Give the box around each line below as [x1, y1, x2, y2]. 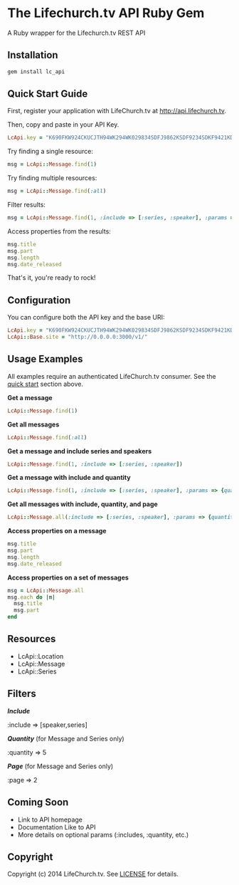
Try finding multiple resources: [7, 174, 97, 182]
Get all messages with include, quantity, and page [7, 500, 158, 508]
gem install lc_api [7, 68, 65, 75]
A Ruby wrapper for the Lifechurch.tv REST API [7, 28, 146, 37]
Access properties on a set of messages [7, 573, 129, 582]
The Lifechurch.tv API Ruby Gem [7, 5, 205, 21]
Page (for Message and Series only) [7, 762, 114, 770]
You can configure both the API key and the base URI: [7, 313, 165, 322]
